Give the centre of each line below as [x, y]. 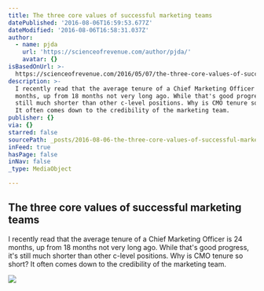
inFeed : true [29, 147]
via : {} [21, 125]
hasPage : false [33, 154]
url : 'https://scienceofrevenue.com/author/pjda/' [107, 52]
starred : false [33, 132]
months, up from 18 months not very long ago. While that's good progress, [129, 247]
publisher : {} [31, 118]
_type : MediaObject [40, 169]
